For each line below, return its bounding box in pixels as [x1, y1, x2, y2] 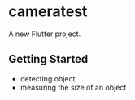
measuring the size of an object [20, 82, 127, 92]
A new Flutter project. [8, 29, 81, 39]
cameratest [8, 2, 88, 21]
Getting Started [8, 52, 89, 66]
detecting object [20, 73, 76, 83]
